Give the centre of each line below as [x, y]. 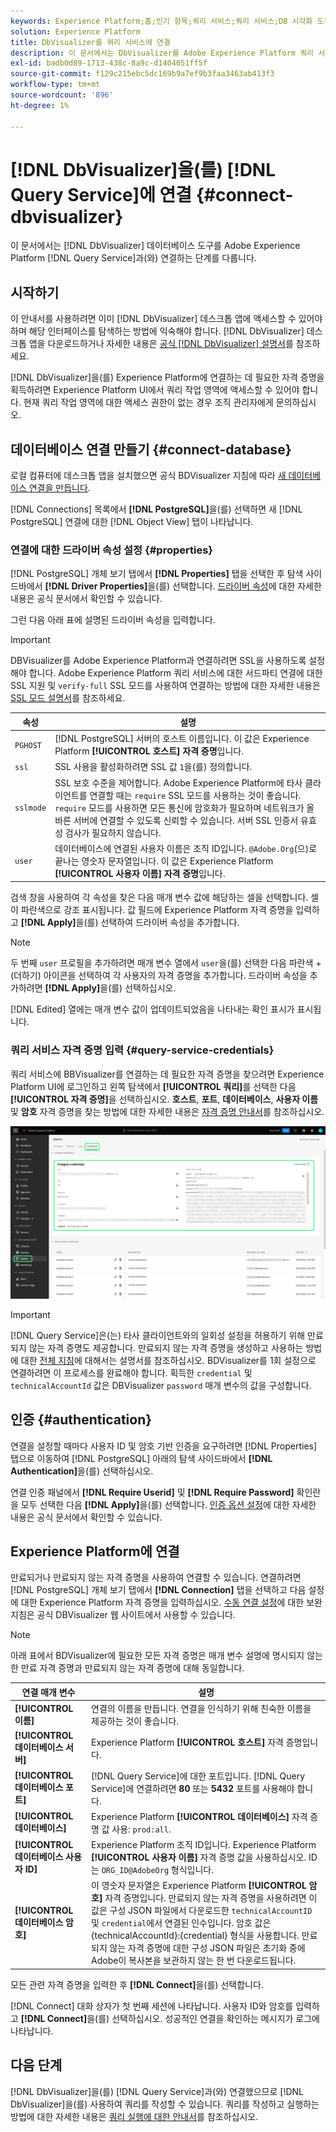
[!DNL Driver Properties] [96, 586]
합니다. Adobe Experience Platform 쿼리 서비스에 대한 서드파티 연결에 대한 [175, 673]
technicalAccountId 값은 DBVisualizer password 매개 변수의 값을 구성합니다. [161, 1385]
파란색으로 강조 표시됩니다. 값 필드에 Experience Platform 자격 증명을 [157, 910]
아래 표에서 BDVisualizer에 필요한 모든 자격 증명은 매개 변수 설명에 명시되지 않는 [166, 1656]
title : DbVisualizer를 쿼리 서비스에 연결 [90, 42]
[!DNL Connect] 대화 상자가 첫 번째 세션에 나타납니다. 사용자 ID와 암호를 [152, 2006]
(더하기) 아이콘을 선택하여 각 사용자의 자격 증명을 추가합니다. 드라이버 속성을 [159, 976]
